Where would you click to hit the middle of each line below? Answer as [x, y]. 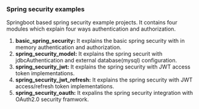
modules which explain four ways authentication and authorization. [91, 29]
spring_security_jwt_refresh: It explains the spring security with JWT [104, 80]
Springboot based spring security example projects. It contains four [92, 23]
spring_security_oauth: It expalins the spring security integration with [104, 93]
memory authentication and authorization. [68, 47]
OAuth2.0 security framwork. [52, 99]
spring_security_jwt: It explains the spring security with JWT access [103, 67]
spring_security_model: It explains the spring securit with [89, 54]
